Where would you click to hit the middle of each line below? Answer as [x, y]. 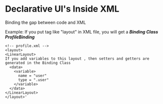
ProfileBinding [20, 37]
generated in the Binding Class [38, 63]
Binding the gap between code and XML [46, 22]
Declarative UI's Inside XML [62, 9]
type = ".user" [33, 80]
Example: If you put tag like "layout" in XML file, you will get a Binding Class [82, 32]
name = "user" [32, 76]
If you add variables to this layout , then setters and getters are [77, 59]
